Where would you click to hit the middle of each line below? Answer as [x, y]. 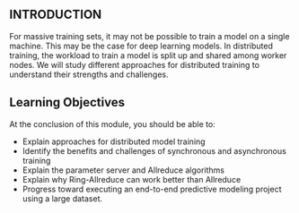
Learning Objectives [67, 102]
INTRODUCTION [56, 15]
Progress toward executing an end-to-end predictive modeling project [152, 189]
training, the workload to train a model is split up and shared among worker [148, 55]
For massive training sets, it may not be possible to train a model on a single [149, 36]
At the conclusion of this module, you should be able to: [112, 124]
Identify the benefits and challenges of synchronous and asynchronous [154, 150]
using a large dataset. [62, 198]
